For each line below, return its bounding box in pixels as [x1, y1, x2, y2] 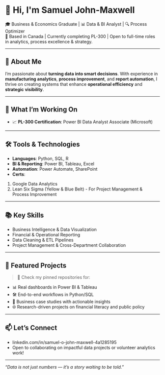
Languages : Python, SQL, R [12, 155, 69, 162]
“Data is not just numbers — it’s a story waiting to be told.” [5, 364, 124, 370]
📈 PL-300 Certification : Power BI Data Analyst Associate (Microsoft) [12, 118, 153, 125]
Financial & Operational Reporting [12, 232, 81, 238]
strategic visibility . [5, 86, 44, 92]
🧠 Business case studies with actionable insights [12, 299, 110, 304]
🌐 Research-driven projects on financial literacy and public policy [12, 304, 145, 310]
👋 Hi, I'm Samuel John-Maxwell [5, 4, 135, 16]
